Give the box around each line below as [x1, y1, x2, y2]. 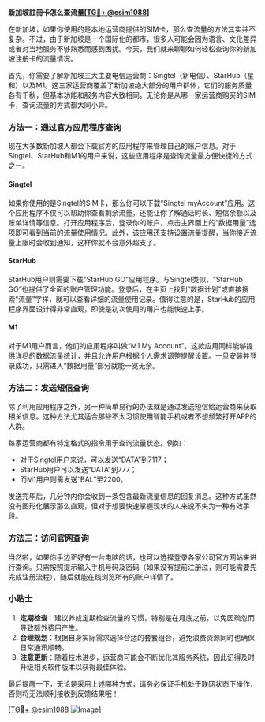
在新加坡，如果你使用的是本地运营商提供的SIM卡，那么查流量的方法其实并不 [8, 24, 256, 34]
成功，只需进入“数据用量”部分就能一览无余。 [14, 360, 160, 370]
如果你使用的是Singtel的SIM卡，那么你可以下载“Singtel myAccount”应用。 [8, 198, 248, 207]
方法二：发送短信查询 [8, 382, 89, 393]
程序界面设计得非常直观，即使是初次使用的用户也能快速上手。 [8, 303, 209, 314]
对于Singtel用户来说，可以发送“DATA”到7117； [19, 455, 169, 464]
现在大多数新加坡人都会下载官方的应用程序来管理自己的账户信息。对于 [8, 141, 237, 151]
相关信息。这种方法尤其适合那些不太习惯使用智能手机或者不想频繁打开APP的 [8, 411, 257, 421]
